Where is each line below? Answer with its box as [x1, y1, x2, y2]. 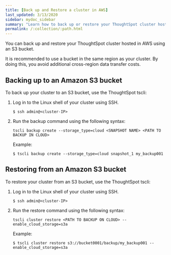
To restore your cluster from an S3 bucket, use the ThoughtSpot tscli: [5, 178, 151, 185]
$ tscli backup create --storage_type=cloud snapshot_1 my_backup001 [12, 151, 164, 156]
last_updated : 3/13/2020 [5, 12, 58, 17]
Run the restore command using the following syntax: [12, 207, 125, 213]
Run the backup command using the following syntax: [12, 118, 126, 124]
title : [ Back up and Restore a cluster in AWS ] [5, 7, 108, 13]
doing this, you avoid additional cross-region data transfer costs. [5, 61, 141, 67]
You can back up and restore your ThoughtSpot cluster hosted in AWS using [5, 40, 165, 46]
